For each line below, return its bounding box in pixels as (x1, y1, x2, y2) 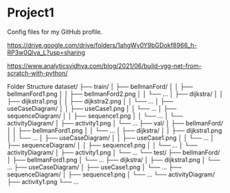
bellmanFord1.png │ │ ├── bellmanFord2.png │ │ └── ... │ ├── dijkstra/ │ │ (7, 90, 224, 98)
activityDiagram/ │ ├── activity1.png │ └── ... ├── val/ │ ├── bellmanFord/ (7, 119, 223, 127)
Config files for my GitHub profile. (7, 28, 103, 36)
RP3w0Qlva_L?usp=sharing (7, 48, 86, 57)
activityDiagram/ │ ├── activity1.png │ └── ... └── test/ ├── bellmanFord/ (7, 148, 220, 156)
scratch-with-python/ (7, 69, 68, 77)
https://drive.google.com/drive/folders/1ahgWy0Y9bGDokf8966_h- (7, 41, 197, 49)
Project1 (7, 5, 55, 21)
